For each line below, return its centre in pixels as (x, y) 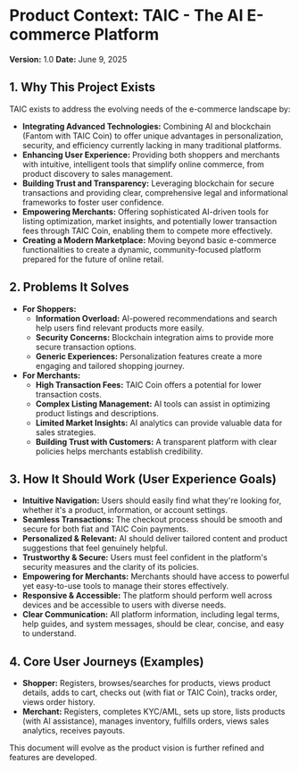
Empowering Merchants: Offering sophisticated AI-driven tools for (145, 212)
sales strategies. (66, 432)
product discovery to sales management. (97, 173)
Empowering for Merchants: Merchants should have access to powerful (156, 576)
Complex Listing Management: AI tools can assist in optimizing (153, 404)
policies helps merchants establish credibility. (119, 451)
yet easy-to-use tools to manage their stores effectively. (125, 586)
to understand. (49, 633)
